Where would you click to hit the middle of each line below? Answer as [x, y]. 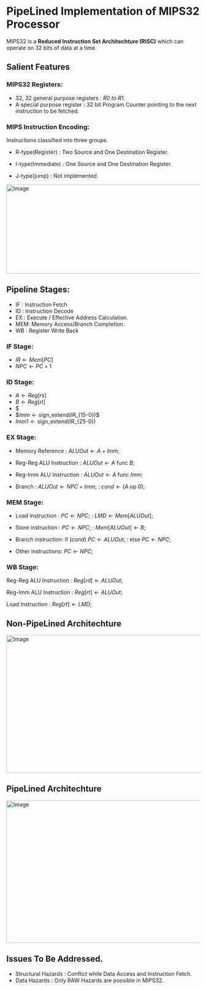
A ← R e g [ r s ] [31, 395]
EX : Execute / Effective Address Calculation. [72, 318]
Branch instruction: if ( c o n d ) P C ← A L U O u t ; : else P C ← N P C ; [93, 539]
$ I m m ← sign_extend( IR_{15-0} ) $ [57, 415]
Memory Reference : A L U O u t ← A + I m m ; [67, 451]
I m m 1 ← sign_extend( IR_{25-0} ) [55, 422]
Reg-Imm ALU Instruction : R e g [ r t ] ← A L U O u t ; [64, 592]
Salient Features [38, 67]
